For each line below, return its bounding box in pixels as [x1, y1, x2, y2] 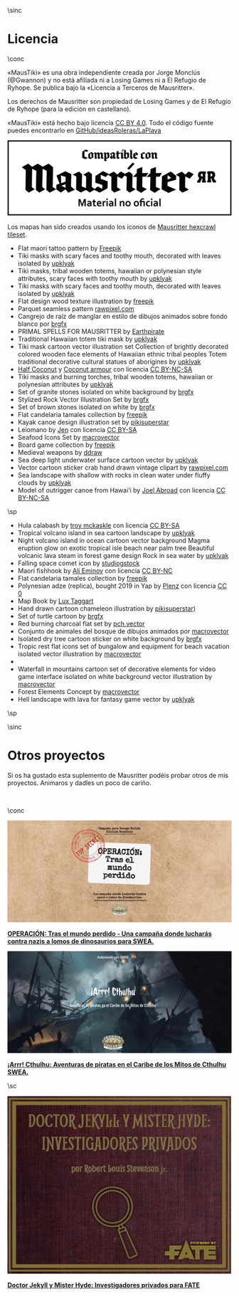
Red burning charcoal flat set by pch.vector [17, 619, 145, 628]
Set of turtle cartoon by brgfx [17, 611, 104, 620]
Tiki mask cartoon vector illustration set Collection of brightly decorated [17, 342, 229, 351]
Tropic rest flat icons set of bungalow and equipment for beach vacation [17, 642, 230, 650]
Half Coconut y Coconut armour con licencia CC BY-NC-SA [17, 364, 193, 373]
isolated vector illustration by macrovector [17, 649, 142, 658]
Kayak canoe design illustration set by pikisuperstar [17, 418, 169, 426]
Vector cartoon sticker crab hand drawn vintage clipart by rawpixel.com [17, 463, 229, 472]
